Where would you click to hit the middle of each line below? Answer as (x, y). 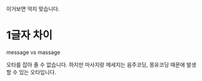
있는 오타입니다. (37, 72)
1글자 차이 (29, 35)
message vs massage (33, 52)
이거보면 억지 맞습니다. (33, 9)
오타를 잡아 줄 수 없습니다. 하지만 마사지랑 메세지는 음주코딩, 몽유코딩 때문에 (96, 64)
